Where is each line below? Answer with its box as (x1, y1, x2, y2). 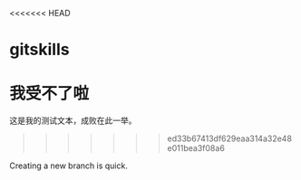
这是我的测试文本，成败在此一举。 (9, 115, 137, 126)
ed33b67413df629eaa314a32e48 (167, 133, 293, 144)
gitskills (9, 40, 70, 60)
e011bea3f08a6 (167, 143, 225, 154)
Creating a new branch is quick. (9, 160, 129, 171)
